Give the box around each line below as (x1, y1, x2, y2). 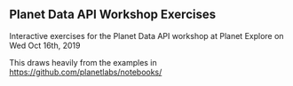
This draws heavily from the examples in (9, 57, 157, 67)
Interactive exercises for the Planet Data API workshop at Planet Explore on (9, 30, 284, 41)
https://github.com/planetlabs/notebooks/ (9, 66, 162, 77)
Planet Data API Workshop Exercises (9, 7, 216, 22)
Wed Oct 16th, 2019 (9, 40, 81, 51)
